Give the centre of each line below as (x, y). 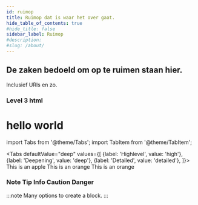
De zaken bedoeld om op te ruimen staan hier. (94, 70)
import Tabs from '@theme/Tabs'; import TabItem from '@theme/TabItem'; (99, 142)
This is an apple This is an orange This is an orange (71, 166)
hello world (35, 125)
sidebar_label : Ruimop (35, 34)
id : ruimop (20, 12)
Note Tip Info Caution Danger (50, 182)
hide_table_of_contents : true (45, 23)
